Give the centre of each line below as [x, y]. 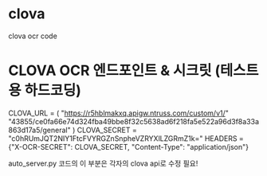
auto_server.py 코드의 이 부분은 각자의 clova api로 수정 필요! [103, 163]
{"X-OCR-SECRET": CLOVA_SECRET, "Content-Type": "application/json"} [129, 147]
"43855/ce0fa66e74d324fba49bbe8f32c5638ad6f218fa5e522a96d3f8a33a [134, 121]
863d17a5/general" [39, 130]
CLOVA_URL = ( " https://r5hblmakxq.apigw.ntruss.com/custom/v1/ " [119, 113]
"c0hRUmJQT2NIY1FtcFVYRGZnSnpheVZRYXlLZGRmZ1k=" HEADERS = [126, 138]
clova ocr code [33, 36]
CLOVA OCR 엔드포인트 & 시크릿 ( [114, 70]
